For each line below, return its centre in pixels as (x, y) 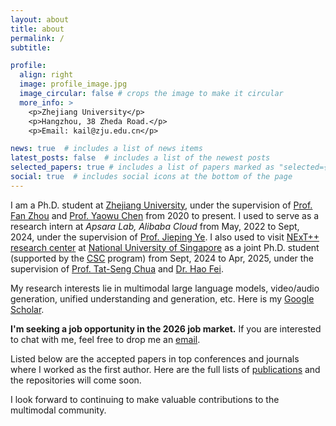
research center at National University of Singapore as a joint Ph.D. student (165, 247)
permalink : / (37, 38)
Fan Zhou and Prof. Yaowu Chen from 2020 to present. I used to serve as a (165, 215)
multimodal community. (58, 410)
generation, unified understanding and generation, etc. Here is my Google (162, 298)
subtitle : (31, 47)
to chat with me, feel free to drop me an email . (105, 339)
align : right (46, 75)
